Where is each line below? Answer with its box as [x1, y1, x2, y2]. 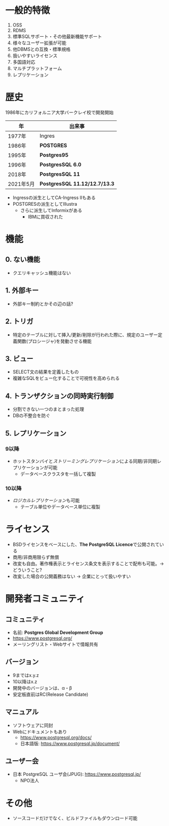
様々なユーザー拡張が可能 [12, 39, 67, 46]
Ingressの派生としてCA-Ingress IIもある [12, 195, 96, 201]
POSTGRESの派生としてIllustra [12, 201, 77, 207]
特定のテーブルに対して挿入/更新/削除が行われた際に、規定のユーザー [12, 331, 158, 337]
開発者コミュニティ [5, 593, 86, 605]
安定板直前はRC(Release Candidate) [12, 691, 89, 697]
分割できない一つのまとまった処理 [12, 406, 84, 412]
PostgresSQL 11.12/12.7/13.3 [39, 180, 115, 187]
